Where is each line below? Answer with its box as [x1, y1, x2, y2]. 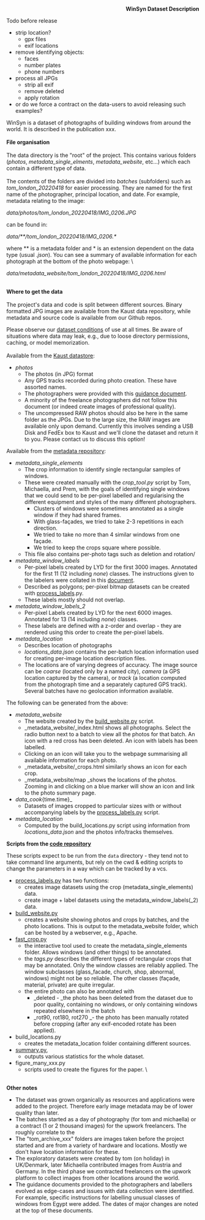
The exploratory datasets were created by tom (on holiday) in [15, 1155, 170, 1162]
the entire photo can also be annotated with [24, 988, 135, 995]
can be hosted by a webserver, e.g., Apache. [24, 929, 138, 936]
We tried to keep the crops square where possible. [33, 544, 161, 551]
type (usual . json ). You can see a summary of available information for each [6, 251, 197, 258]
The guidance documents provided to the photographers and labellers [15, 1181, 193, 1188]
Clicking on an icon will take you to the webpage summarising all [24, 750, 188, 757]
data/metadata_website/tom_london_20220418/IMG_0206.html [6, 270, 166, 276]
